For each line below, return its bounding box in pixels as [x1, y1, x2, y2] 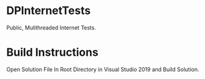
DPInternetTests [6, 4, 91, 18]
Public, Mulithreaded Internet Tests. [6, 24, 96, 31]
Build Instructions [6, 45, 99, 59]
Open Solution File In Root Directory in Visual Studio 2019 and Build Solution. [6, 66, 199, 73]
